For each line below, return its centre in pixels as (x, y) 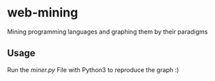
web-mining (43, 13)
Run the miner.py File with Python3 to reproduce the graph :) (93, 69)
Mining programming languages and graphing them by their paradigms (107, 32)
